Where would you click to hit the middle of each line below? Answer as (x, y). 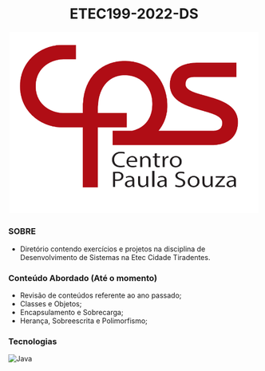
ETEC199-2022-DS (134, 14)
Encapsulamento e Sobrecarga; (71, 312)
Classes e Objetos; (51, 303)
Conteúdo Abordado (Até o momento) (83, 278)
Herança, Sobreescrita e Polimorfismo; (83, 321)
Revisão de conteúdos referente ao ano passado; (101, 295)
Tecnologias (33, 341)
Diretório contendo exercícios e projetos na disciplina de (113, 249)
